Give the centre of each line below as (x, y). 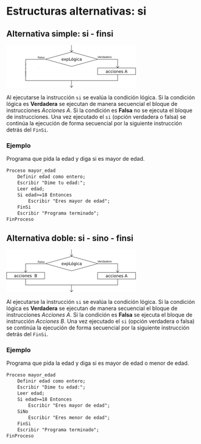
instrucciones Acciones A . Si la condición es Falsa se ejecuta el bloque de (100, 315)
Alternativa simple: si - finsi (60, 34)
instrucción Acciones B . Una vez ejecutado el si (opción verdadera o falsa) (100, 322)
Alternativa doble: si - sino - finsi (70, 238)
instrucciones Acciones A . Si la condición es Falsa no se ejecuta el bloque (100, 110)
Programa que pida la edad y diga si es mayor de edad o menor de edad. (98, 363)
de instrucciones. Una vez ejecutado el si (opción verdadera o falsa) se (96, 117)
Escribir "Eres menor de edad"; (69, 418)
